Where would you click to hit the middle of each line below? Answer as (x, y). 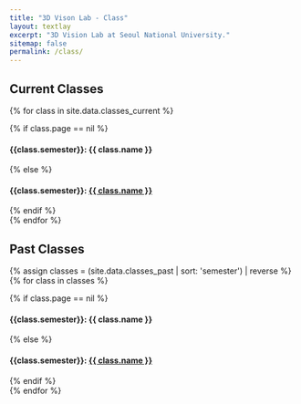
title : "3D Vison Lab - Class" (69, 18)
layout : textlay (40, 26)
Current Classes (57, 89)
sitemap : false (38, 43)
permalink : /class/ (47, 52)
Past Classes (47, 249)
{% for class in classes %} (59, 281)
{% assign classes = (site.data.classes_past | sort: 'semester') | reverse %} (150, 271)
